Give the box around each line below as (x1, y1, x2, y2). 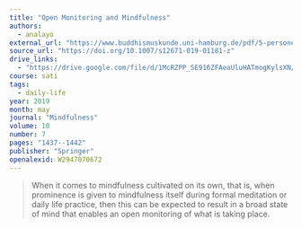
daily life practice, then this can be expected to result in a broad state (31, 198, 289, 209)
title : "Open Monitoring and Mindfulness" (9, 13, 171, 22)
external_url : (9, 38, 63, 48)
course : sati (9, 72, 58, 81)
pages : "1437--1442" (9, 138, 87, 147)
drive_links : (9, 55, 58, 64)
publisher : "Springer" (9, 146, 94, 155)
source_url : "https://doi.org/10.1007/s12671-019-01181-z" (9, 47, 235, 56)
